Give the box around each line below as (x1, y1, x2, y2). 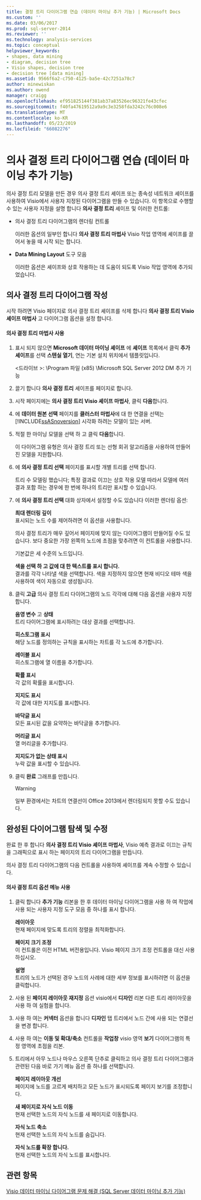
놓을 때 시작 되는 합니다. (26, 238, 83, 245)
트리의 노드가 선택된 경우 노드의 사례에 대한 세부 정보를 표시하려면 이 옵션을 (14, 974, 191, 981)
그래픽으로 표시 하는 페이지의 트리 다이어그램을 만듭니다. (12, 848, 144, 856)
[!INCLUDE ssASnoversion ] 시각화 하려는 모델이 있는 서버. (14, 417, 152, 425)
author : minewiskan (6, 82, 55, 88)
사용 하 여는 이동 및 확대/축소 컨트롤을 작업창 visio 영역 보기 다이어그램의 (14, 1034, 184, 1042)
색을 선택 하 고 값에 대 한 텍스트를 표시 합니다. (14, 562, 120, 569)
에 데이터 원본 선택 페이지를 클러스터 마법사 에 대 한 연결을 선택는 (14, 410, 165, 417)
